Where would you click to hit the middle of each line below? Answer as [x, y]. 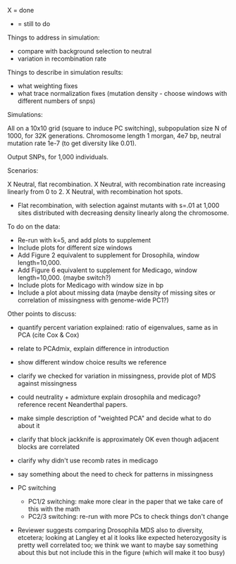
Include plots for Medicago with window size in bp [91, 285]
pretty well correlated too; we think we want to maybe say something [118, 545]
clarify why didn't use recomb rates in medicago [88, 460]
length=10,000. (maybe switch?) [64, 277]
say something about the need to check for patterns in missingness [115, 474]
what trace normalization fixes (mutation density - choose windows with [122, 93]
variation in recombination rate [62, 59]
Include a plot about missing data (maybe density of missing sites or [117, 293]
